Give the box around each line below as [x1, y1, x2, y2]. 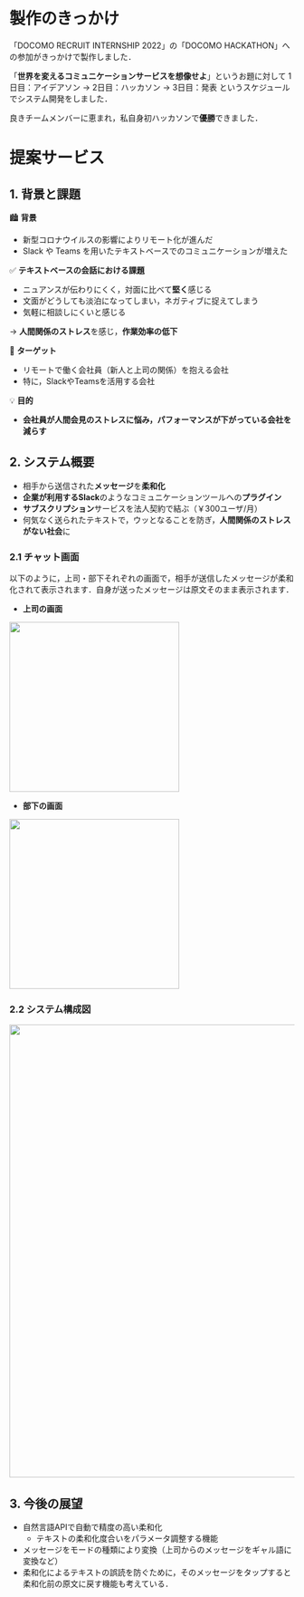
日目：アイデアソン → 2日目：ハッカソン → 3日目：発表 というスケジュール [9, 82, 290, 92]
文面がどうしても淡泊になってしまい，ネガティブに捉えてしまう [22, 295, 260, 306]
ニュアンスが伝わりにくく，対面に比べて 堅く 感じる [22, 284, 213, 294]
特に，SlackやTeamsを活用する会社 [22, 375, 156, 386]
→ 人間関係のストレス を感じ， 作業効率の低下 [9, 325, 178, 336]
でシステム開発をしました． [9, 92, 113, 104]
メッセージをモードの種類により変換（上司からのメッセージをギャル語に [22, 1544, 292, 1555]
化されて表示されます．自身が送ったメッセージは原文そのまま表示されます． [9, 584, 294, 595]
